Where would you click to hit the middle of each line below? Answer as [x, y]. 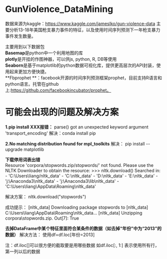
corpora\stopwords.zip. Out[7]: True [42, 218]
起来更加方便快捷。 [29, 71]
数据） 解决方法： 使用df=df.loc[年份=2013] [50, 235]
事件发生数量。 [20, 36]
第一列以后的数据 [23, 251]
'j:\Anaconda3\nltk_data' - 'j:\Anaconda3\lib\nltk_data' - [62, 181]
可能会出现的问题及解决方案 [62, 112]
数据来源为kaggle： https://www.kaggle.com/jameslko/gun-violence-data [80, 23]
